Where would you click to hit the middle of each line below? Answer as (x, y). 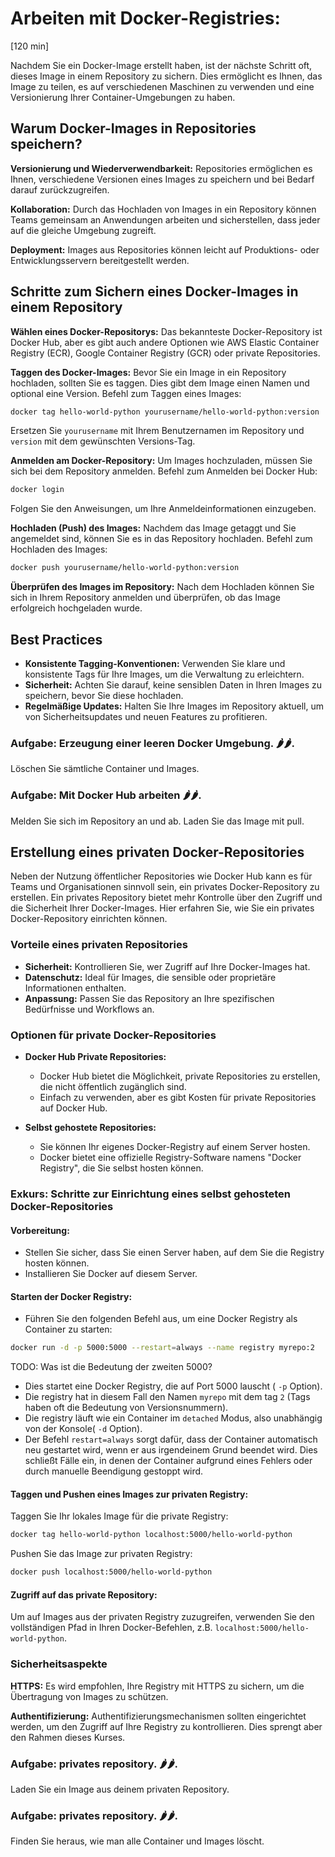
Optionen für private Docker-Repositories (113, 1035)
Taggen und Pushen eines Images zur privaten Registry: (129, 1494)
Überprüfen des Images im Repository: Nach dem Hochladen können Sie (162, 587)
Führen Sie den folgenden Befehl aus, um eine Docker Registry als (161, 1319)
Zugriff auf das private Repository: (84, 1594)
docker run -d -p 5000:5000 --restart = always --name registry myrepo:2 (162, 1348)
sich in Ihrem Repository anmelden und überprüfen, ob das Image (145, 598)
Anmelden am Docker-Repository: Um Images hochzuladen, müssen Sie (161, 461)
